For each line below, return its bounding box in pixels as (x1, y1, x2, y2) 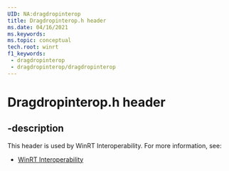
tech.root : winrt (7, 43, 59, 51)
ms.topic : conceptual (7, 37, 72, 44)
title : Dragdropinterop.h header (7, 17, 107, 24)
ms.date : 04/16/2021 (7, 24, 69, 31)
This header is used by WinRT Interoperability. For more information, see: (7, 141, 222, 150)
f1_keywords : (7, 51, 46, 58)
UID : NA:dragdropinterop (7, 10, 81, 18)
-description (7, 123, 64, 135)
